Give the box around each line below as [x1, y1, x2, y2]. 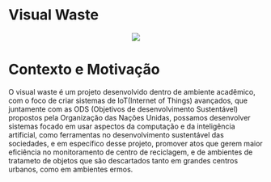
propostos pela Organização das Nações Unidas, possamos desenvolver [8, 112, 251, 122]
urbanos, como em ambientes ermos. [8, 164, 133, 174]
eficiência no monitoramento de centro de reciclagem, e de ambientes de [8, 147, 253, 157]
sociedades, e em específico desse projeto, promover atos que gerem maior [8, 138, 263, 148]
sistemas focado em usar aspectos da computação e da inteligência [8, 121, 236, 131]
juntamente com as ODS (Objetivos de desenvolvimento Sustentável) [8, 104, 239, 114]
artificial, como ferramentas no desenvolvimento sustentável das [8, 129, 224, 139]
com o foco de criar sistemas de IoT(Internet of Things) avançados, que [8, 95, 248, 105]
